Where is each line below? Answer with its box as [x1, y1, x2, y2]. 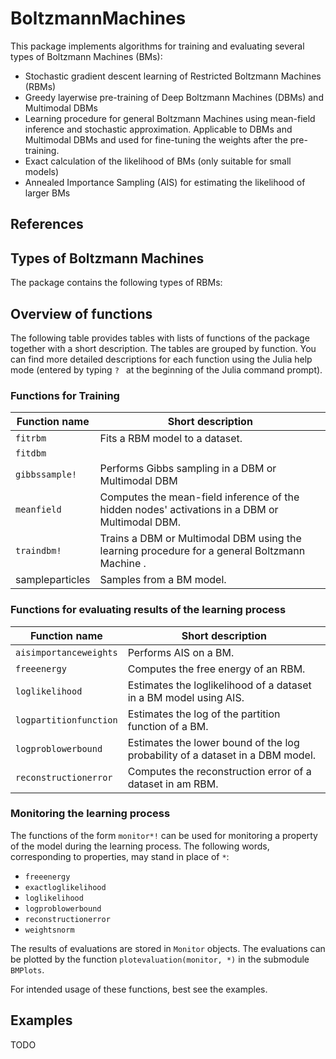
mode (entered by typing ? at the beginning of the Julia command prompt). [10, 363, 323, 376]
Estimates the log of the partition [127, 707, 281, 721]
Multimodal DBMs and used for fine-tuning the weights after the [24, 133, 288, 146]
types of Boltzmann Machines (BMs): [10, 50, 163, 62]
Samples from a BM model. [99, 573, 227, 587]
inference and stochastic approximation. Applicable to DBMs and [24, 123, 293, 135]
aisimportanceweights [15, 647, 118, 658]
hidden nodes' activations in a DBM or [99, 503, 279, 517]
